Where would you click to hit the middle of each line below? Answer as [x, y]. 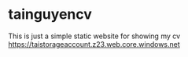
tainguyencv [50, 14]
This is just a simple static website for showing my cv [94, 36]
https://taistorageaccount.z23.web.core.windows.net [94, 44]
